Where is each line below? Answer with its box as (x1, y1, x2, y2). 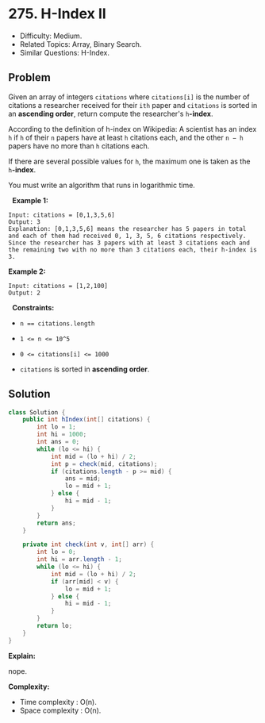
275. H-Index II (8, 5, 107, 23)
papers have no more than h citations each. (8, 140, 150, 151)
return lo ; (36, 622, 73, 630)
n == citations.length (19, 319, 95, 328)
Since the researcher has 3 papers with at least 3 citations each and (8, 239, 250, 247)
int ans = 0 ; (36, 438, 80, 446)
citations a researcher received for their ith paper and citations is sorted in (8, 100, 258, 110)
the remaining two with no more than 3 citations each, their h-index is (8, 245, 258, 254)
